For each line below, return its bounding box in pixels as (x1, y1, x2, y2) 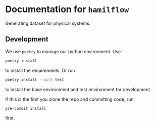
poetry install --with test (5, 77, 65, 82)
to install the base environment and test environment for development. (5, 86, 151, 92)
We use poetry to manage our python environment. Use (5, 48, 121, 54)
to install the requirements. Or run (5, 67, 75, 73)
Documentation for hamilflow (5, 4, 129, 15)
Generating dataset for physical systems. (5, 20, 91, 26)
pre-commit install (5, 106, 46, 111)
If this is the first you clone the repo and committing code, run (5, 96, 134, 102)
